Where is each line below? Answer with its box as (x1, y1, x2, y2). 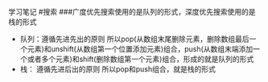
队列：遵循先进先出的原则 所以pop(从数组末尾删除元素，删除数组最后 (19, 35, 249, 43)
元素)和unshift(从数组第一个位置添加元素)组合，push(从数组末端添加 (27, 44, 254, 54)
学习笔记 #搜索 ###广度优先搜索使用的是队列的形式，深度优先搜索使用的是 (8, 7, 256, 16)
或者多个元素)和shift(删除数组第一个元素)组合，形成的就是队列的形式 (27, 55, 254, 64)
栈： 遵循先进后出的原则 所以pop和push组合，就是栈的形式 (19, 64, 216, 74)
